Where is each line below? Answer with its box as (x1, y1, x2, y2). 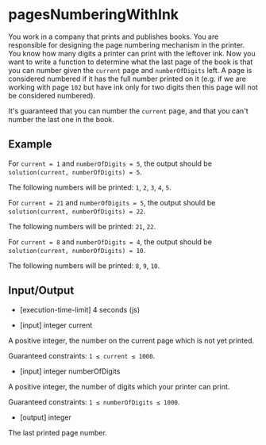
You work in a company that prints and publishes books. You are (8, 32, 219, 41)
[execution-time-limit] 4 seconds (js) (19, 305, 141, 314)
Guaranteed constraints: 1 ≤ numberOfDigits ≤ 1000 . (8, 397, 180, 406)
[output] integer (19, 412, 71, 422)
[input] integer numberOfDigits (19, 366, 121, 376)
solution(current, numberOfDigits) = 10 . (8, 245, 146, 255)
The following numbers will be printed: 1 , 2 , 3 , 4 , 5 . (8, 182, 172, 192)
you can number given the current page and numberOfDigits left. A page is (8, 65, 253, 75)
